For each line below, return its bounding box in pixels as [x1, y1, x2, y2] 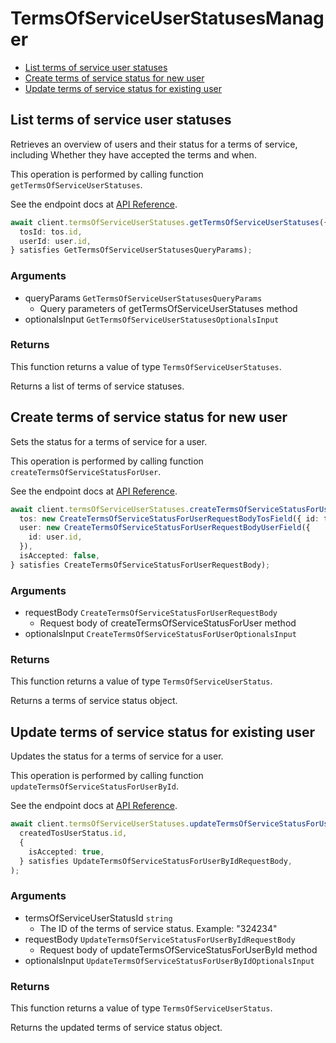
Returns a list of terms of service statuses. [10, 380, 185, 392]
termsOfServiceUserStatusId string [24, 912, 173, 924]
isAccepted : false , [19, 551, 101, 561]
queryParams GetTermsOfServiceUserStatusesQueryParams [24, 292, 263, 304]
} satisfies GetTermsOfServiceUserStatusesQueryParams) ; [10, 245, 253, 256]
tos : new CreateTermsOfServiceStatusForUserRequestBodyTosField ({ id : [19, 513, 320, 524]
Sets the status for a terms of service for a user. [10, 435, 208, 447]
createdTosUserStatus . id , [19, 828, 128, 839]
